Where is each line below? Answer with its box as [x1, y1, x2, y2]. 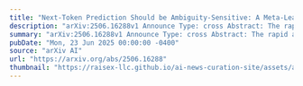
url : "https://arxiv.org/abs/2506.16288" [9, 55, 168, 64]
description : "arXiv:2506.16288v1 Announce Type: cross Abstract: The [9, 21, 280, 30]
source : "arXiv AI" [9, 47, 83, 56]
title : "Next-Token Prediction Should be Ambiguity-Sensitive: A [9, 13, 260, 22]
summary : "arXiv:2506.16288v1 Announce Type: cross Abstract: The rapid [9, 30, 289, 39]
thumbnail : [9, 64, 50, 73]
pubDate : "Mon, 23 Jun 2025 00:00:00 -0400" [9, 38, 179, 47]
